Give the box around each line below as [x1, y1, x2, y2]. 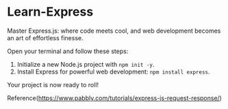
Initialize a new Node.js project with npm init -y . [16, 60, 155, 68]
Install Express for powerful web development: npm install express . [16, 67, 210, 76]
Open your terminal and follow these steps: [7, 47, 129, 55]
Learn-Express [7, 4, 94, 20]
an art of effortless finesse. [7, 33, 84, 42]
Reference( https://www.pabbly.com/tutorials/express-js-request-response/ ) [7, 93, 223, 102]
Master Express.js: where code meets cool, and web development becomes [7, 27, 221, 35]
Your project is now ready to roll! [7, 80, 99, 89]
